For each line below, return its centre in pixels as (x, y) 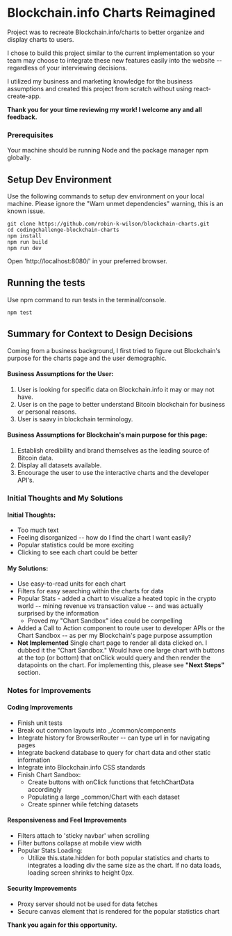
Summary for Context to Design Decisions (100, 334)
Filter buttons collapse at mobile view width (80, 843)
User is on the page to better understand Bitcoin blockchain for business (121, 404)
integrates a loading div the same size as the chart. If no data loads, (125, 865)
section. (29, 673)
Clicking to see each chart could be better (77, 552)
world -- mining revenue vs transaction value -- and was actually (110, 606)
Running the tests (46, 283)
